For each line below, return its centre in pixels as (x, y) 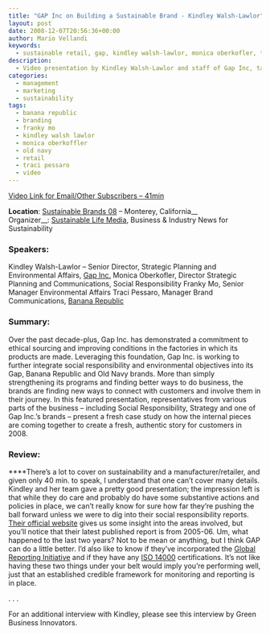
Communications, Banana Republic (66, 301)
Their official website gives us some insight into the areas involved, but (126, 523)
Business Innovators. (43, 622)
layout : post (30, 23)
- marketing (36, 91)
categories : (28, 76)
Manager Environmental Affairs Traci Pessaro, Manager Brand (111, 292)
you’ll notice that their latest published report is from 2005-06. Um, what (129, 531)
